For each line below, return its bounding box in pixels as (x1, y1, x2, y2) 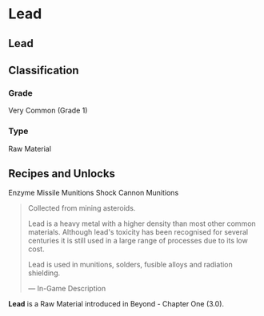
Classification (8, 63, 79, 77)
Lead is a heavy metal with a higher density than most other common (27, 219, 256, 228)
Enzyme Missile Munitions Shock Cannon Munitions (8, 188, 179, 198)
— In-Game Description (27, 284, 106, 294)
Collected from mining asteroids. (27, 203, 136, 213)
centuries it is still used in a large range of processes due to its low (27, 236, 248, 246)
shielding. (27, 268, 61, 278)
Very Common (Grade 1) (8, 105, 88, 116)
